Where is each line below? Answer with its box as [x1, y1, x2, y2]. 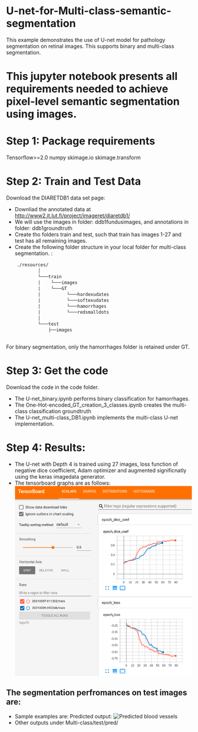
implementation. [14, 420, 54, 427]
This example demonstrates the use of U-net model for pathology [6, 36, 166, 43]
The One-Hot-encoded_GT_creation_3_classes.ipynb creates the [14, 401, 171, 408]
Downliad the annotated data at [14, 206, 91, 212]
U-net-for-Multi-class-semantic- [6, 4, 172, 18]
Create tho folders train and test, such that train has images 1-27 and [14, 231, 181, 238]
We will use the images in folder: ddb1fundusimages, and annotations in [14, 218, 189, 225]
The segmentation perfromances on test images [6, 688, 187, 698]
